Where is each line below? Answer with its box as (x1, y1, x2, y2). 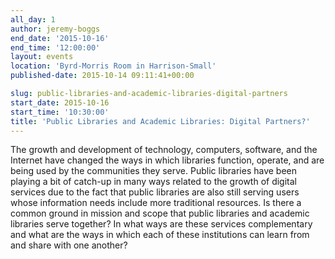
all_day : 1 (10, 14, 56, 25)
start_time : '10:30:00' (10, 107, 110, 117)
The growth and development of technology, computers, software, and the (10, 144, 318, 156)
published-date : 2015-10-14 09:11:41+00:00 (10, 71, 195, 81)
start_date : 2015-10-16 (10, 97, 110, 108)
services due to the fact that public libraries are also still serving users (10, 186, 300, 198)
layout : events (10, 52, 74, 62)
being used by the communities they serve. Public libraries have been (10, 165, 298, 177)
